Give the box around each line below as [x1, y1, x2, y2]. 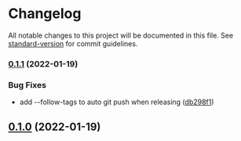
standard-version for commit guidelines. [8, 38, 138, 48]
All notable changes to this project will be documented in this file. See [8, 31, 234, 40]
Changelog [8, 5, 82, 23]
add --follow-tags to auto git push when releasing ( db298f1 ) [19, 97, 214, 107]
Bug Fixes [8, 79, 47, 90]
